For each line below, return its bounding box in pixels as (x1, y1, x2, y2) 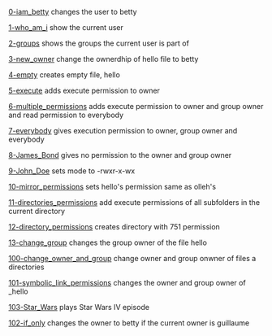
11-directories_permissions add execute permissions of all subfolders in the (8, 198, 261, 207)
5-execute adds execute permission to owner (8, 85, 161, 95)
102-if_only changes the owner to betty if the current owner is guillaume (8, 318, 250, 328)
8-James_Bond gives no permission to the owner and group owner (8, 151, 232, 159)
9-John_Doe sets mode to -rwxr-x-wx (8, 166, 136, 176)
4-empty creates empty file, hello (8, 70, 120, 80)
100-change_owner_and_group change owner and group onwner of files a (8, 254, 257, 263)
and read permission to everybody (8, 110, 124, 120)
